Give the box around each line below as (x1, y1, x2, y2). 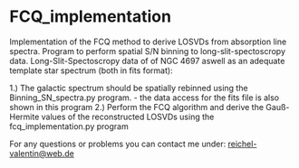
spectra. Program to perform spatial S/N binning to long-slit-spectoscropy (9, 45, 285, 56)
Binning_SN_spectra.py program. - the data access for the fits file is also (9, 92, 280, 103)
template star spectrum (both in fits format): (9, 65, 174, 76)
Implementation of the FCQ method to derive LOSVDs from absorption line (9, 36, 287, 47)
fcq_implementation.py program (9, 120, 129, 132)
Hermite (9, 111, 40, 122)
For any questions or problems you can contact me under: (9, 138, 227, 149)
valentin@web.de (9, 147, 74, 159)
